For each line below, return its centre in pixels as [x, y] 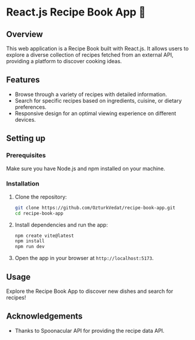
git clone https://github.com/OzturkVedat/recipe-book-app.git [95, 208]
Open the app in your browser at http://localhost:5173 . [84, 258]
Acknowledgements [44, 316]
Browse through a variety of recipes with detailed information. [91, 94]
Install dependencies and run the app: [61, 225]
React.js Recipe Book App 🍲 [76, 12]
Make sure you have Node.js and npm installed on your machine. [86, 168]
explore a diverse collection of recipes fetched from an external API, [90, 55]
